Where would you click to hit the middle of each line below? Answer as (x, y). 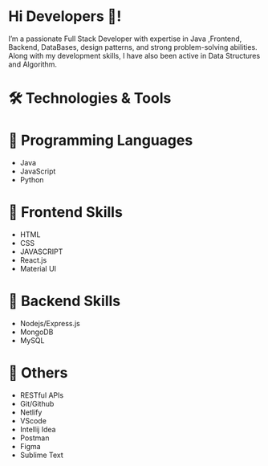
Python (32, 180)
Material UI (38, 269)
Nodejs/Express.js (50, 323)
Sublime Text (42, 455)
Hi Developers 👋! (65, 16)
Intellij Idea (38, 429)
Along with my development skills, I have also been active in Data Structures (134, 55)
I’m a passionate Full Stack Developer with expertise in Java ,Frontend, (125, 39)
